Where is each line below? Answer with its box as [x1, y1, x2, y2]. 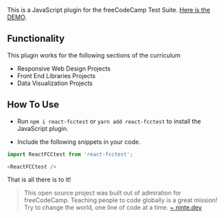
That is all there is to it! [7, 175, 71, 184]
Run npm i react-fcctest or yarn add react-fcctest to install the [16, 117, 201, 125]
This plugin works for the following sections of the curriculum [7, 51, 181, 59]
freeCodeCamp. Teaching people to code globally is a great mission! [23, 196, 218, 204]
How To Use [7, 99, 60, 110]
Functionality [7, 33, 65, 45]
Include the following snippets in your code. [16, 137, 141, 146]
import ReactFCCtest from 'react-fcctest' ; [7, 151, 134, 158]
